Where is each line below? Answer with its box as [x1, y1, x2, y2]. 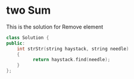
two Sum [6, 4, 51, 17]
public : [6, 40, 26, 46]
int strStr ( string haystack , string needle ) [17, 46, 129, 52]
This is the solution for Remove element [6, 23, 104, 30]
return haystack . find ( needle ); [32, 57, 111, 63]
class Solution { [6, 34, 49, 40]
